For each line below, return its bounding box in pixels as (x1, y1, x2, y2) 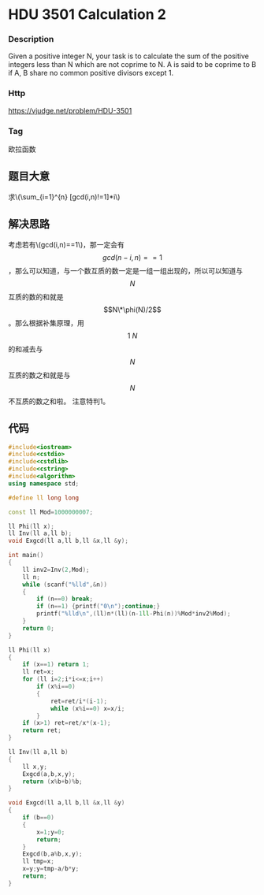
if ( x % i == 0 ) (36, 683, 76, 691)
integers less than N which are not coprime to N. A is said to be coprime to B (8, 60, 257, 69)
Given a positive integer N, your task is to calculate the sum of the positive (8, 51, 250, 61)
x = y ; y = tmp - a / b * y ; (22, 865, 80, 873)
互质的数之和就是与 (8, 370, 71, 380)
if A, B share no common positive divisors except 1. (8, 69, 174, 78)
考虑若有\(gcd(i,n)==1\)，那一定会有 (8, 240, 125, 249)
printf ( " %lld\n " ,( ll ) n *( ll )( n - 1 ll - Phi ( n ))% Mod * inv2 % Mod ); (36, 610, 231, 618)
